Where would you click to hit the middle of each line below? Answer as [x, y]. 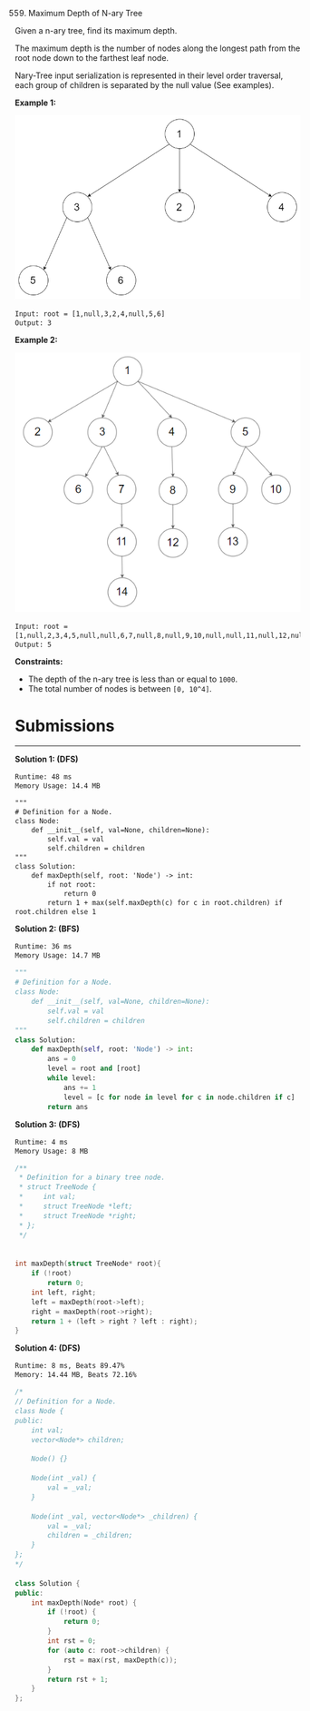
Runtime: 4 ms [42, 1142]
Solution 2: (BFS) [47, 929]
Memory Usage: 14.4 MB [58, 786]
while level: [72, 1078]
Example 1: [36, 103]
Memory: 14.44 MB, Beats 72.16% [76, 1375]
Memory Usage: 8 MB [52, 1151]
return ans [68, 1106]
